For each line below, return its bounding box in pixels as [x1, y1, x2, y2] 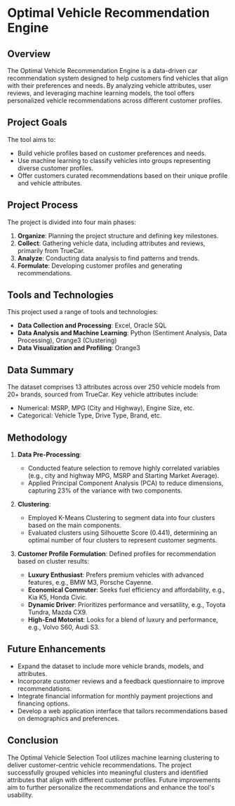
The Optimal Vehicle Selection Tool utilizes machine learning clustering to [7, 753, 220, 762]
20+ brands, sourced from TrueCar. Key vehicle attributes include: [7, 390, 199, 398]
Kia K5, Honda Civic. [27, 593, 88, 602]
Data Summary [7, 364, 74, 376]
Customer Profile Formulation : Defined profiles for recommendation [17, 550, 216, 558]
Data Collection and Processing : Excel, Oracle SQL [17, 321, 167, 330]
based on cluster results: [17, 557, 90, 566]
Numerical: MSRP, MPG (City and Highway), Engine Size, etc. [17, 404, 195, 412]
